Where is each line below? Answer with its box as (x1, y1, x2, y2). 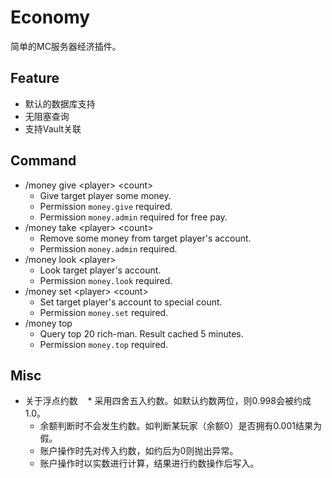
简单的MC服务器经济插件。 (10, 40, 122, 52)
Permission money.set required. (39, 306, 169, 318)
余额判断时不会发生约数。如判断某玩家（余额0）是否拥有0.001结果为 (39, 420, 322, 432)
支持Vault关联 (24, 122, 82, 135)
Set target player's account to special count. (39, 296, 223, 308)
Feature (10, 70, 60, 87)
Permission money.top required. (39, 338, 169, 350)
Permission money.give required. (39, 200, 173, 212)
